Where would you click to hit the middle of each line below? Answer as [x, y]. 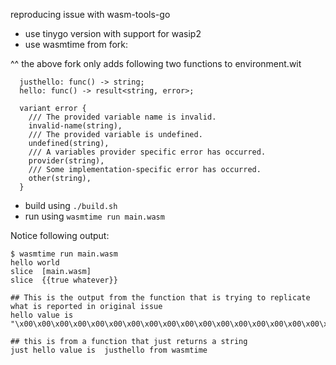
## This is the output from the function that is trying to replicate [160, 298]
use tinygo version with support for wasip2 [113, 33]
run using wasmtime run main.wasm [94, 216]
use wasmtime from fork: [76, 44]
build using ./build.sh [71, 205]
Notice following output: [60, 235]
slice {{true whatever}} [64, 280]
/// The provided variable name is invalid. [122, 117]
